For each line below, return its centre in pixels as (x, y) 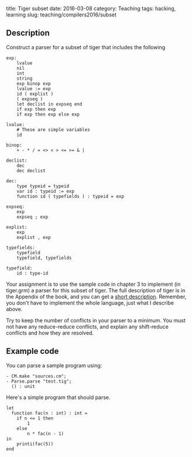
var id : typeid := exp (46, 191)
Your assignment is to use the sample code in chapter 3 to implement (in (93, 284)
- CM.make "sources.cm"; (36, 376)
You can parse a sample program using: (54, 365)
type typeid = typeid (43, 186)
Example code (32, 351)
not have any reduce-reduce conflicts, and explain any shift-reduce (87, 326)
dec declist (31, 170)
